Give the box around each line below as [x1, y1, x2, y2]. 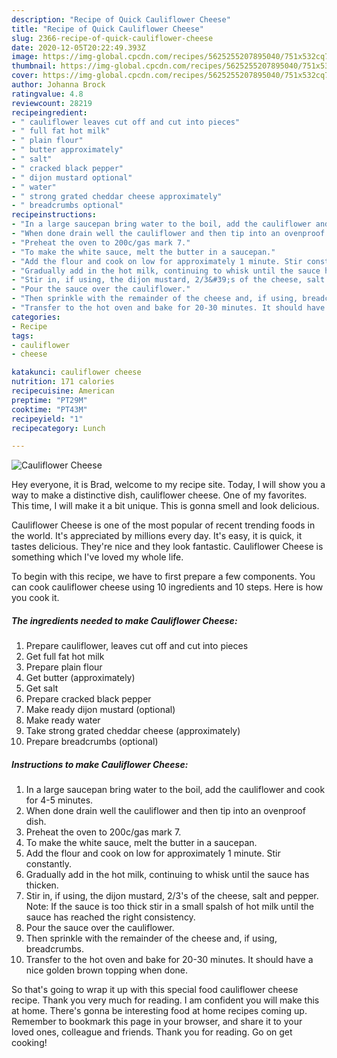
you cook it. [11, 592, 60, 604]
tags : [11, 331, 34, 341]
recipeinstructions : [11, 210, 98, 220]
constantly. [25, 858, 72, 870]
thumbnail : [11, 61, 57, 71]
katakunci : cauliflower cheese [11, 367, 142, 378]
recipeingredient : [11, 107, 88, 118]
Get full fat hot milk [25, 651, 105, 663]
